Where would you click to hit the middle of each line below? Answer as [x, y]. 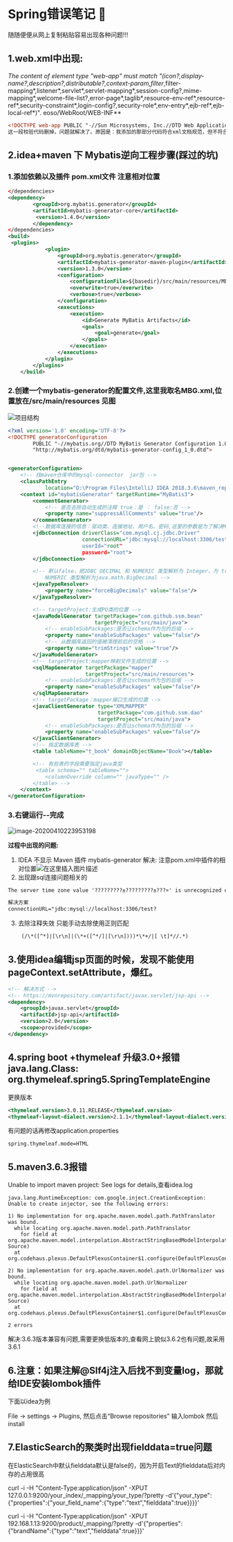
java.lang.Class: [43, 1069]
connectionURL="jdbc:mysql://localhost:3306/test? [82, 909]
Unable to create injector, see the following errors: [88, 1204]
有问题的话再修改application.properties [64, 1131]
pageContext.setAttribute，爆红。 [83, 973]
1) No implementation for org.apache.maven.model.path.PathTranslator [112, 1216]
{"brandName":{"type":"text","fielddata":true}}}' [76, 1531]
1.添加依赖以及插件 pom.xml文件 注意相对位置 [84, 176]
